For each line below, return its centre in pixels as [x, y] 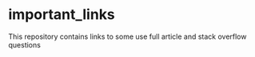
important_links [62, 15]
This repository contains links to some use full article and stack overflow [127, 36]
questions [25, 44]
